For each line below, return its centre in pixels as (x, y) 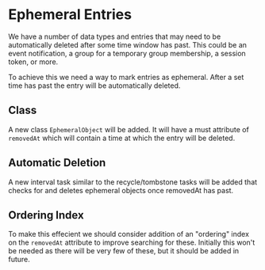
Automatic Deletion (57, 163)
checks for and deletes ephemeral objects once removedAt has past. (121, 190)
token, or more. (33, 62)
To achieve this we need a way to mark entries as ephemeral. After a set (126, 77)
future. (19, 260)
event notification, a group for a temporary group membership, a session (127, 53)
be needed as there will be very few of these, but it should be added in (124, 251)
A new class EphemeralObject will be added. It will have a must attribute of (129, 129)
